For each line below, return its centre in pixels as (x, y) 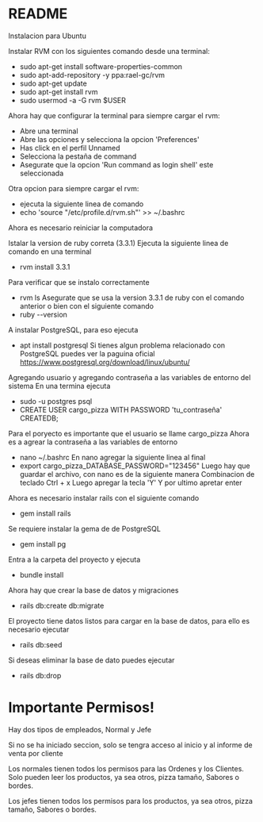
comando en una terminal (50, 252)
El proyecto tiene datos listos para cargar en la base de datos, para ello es (129, 620)
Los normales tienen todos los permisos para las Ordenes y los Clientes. (126, 768)
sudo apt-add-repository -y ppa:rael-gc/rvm (92, 75)
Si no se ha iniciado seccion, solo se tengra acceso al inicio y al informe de (130, 745)
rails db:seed (41, 644)
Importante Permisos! (81, 708)
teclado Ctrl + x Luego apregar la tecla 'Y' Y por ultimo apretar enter (131, 482)
